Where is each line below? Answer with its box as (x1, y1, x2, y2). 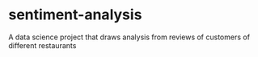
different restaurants (8, 40, 77, 50)
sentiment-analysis (8, 6, 142, 24)
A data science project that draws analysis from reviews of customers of (8, 32, 251, 42)
